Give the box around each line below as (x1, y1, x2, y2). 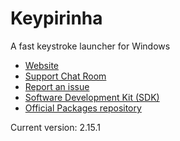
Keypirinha (10, 7, 103, 30)
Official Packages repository (24, 102, 142, 114)
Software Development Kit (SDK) (24, 91, 160, 103)
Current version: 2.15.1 (10, 121, 101, 133)
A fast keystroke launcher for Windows (10, 40, 171, 52)
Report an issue (24, 80, 90, 92)
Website (24, 59, 60, 71)
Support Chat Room (24, 70, 107, 82)
